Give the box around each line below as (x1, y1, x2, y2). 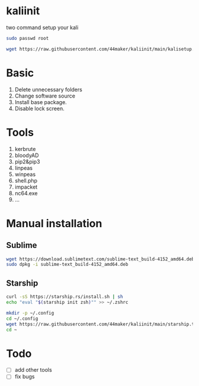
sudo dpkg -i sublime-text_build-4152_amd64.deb (6, 262, 129, 268)
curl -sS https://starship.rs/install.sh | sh (6, 294, 123, 300)
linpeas (14, 164, 33, 171)
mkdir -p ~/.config (6, 310, 54, 316)
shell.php (14, 177, 37, 184)
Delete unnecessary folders (14, 86, 83, 93)
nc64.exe (14, 189, 38, 197)
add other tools (14, 366, 52, 374)
